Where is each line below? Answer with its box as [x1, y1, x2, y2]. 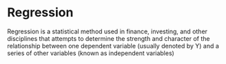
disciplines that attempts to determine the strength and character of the [7, 34, 210, 42]
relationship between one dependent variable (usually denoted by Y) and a [7, 42, 219, 50]
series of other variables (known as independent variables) [7, 49, 174, 57]
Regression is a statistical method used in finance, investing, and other [7, 27, 208, 35]
